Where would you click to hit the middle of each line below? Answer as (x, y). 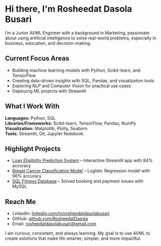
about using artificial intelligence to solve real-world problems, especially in (81, 38)
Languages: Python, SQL (30, 118)
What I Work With (32, 106)
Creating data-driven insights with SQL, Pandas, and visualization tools (83, 80)
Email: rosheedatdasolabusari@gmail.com (54, 224)
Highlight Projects (33, 149)
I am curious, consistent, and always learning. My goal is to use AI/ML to (78, 233)
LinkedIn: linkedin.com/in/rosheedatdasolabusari (61, 213)
